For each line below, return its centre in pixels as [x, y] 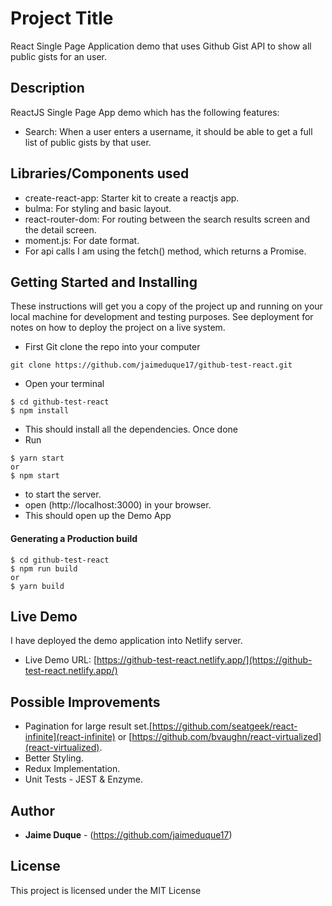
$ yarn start [37, 458]
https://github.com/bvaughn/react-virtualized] [226, 737]
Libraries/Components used [100, 173]
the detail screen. [60, 229]
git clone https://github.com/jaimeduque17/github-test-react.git [151, 365]
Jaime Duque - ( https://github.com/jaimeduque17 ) [128, 835]
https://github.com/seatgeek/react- [224, 726]
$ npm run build [44, 568]
